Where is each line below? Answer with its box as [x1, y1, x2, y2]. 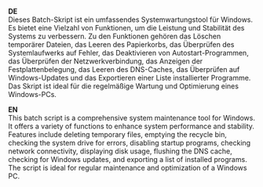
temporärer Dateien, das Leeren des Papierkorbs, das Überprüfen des [8, 40, 235, 49]
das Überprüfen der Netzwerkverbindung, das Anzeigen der [8, 56, 203, 66]
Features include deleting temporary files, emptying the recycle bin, [8, 130, 228, 139]
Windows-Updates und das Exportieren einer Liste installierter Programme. [8, 74, 251, 82]
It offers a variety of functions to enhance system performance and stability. [8, 121, 255, 131]
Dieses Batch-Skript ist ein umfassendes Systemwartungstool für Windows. [8, 15, 254, 24]
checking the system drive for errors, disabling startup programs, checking [8, 138, 251, 147]
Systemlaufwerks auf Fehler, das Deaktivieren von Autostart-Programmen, [8, 49, 249, 57]
